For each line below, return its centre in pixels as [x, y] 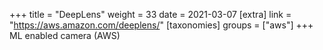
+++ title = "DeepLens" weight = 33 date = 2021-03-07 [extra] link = [150, 14]
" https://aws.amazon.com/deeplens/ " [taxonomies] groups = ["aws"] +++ [161, 25]
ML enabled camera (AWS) [65, 35]
